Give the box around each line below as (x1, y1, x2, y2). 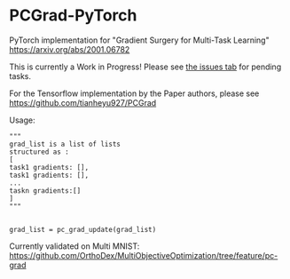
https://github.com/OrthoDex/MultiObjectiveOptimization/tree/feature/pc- (9, 250, 278, 260)
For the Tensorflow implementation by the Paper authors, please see (9, 88, 260, 99)
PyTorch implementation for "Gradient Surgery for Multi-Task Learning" (9, 35, 270, 45)
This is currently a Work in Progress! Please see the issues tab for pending (9, 61, 282, 72)
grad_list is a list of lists (9, 139, 121, 148)
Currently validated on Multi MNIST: (9, 241, 140, 251)
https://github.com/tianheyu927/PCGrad (9, 97, 157, 108)
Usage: (9, 115, 35, 125)
